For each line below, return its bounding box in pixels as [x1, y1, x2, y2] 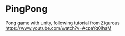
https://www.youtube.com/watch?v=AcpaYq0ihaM [5, 25, 112, 31]
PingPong [5, 3, 48, 15]
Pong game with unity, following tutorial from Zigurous [5, 20, 120, 26]
